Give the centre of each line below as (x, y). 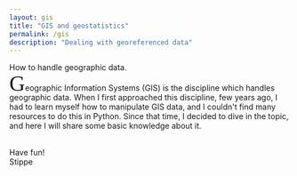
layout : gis (31, 17)
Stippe (21, 162)
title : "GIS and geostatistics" (69, 26)
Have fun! (27, 153)
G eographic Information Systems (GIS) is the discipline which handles (142, 84)
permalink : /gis (39, 34)
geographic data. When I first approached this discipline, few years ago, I (144, 98)
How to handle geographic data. (68, 68)
